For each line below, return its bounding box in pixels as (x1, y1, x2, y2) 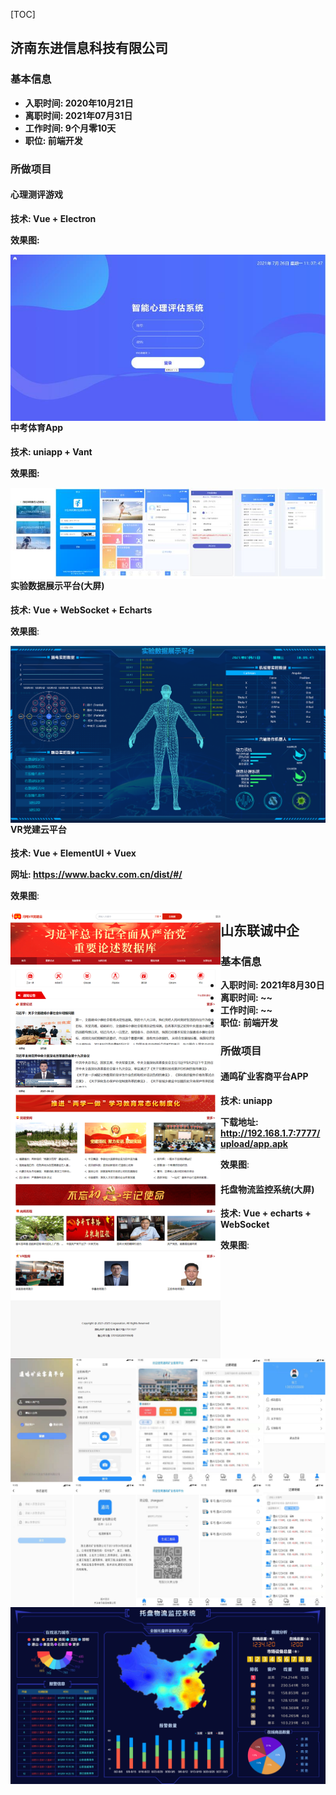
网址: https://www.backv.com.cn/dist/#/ (10, 869, 183, 881)
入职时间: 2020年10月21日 (24, 97, 134, 109)
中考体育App (10, 422, 64, 434)
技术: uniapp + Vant (10, 445, 93, 458)
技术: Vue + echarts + (220, 1207, 312, 1219)
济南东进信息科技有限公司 (10, 40, 168, 57)
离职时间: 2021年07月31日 (24, 109, 133, 121)
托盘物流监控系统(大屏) (220, 1183, 315, 1195)
